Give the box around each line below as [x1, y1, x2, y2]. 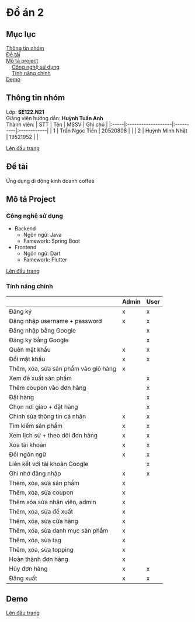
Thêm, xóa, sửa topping [9, 545, 74, 553]
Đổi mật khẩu [9, 355, 46, 363]
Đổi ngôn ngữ [9, 450, 47, 458]
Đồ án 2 [6, 6, 44, 19]
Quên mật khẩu [9, 345, 51, 354]
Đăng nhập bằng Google [9, 326, 76, 334]
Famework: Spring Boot [23, 237, 80, 244]
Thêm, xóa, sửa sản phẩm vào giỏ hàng [9, 364, 117, 372]
